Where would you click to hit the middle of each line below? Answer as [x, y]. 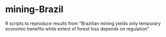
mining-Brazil [34, 9]
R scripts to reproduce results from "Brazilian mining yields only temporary [83, 23]
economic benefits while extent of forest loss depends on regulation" [77, 28]
